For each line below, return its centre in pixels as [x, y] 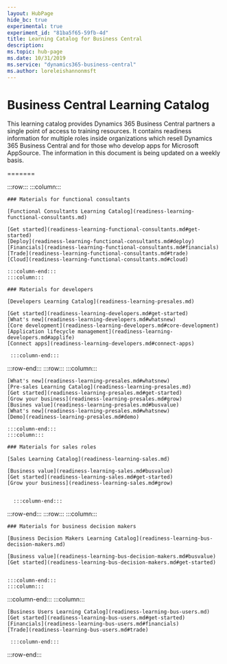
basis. [15, 160]
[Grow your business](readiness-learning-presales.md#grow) [95, 399]
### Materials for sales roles [52, 447]
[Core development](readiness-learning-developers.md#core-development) [113, 326]
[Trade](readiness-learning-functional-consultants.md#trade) [98, 254]
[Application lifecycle [41, 332]
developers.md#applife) [41, 338]
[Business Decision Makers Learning [59, 539]
